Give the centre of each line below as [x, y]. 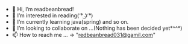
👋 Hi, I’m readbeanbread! [43, 9]
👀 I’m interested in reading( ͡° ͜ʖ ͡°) [52, 15]
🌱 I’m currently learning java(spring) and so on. [70, 22]
